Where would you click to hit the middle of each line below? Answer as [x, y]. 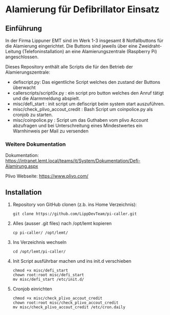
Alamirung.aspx [22, 166]
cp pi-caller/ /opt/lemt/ [40, 233]
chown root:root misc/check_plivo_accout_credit [66, 303]
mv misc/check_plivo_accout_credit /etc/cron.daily [69, 307]
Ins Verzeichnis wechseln [39, 242]
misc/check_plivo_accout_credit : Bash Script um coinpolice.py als [83, 109]
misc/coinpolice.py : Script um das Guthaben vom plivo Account [80, 120]
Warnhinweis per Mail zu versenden [50, 131]
